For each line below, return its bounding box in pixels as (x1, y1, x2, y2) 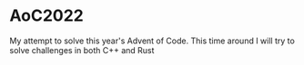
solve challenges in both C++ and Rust (9, 44, 155, 55)
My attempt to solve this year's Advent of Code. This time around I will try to (9, 35, 296, 46)
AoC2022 (9, 5, 84, 26)
